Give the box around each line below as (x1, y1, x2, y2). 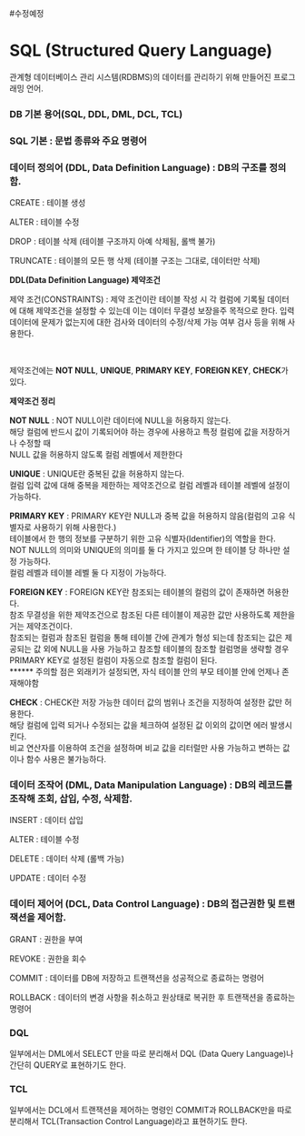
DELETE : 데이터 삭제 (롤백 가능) (9, 853, 125, 864)
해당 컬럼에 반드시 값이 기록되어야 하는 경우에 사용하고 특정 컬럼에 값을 (9, 427, 259, 437)
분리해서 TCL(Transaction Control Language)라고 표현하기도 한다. (9, 1116, 248, 1127)
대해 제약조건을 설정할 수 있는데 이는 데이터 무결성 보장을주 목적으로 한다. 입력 (18, 306, 295, 317)
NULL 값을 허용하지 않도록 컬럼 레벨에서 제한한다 (9, 449, 183, 460)
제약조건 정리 (9, 396, 56, 407)
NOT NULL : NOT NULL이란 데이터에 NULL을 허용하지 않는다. (9, 415, 231, 426)
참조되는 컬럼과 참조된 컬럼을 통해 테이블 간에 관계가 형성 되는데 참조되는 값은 (9, 632, 283, 643)
